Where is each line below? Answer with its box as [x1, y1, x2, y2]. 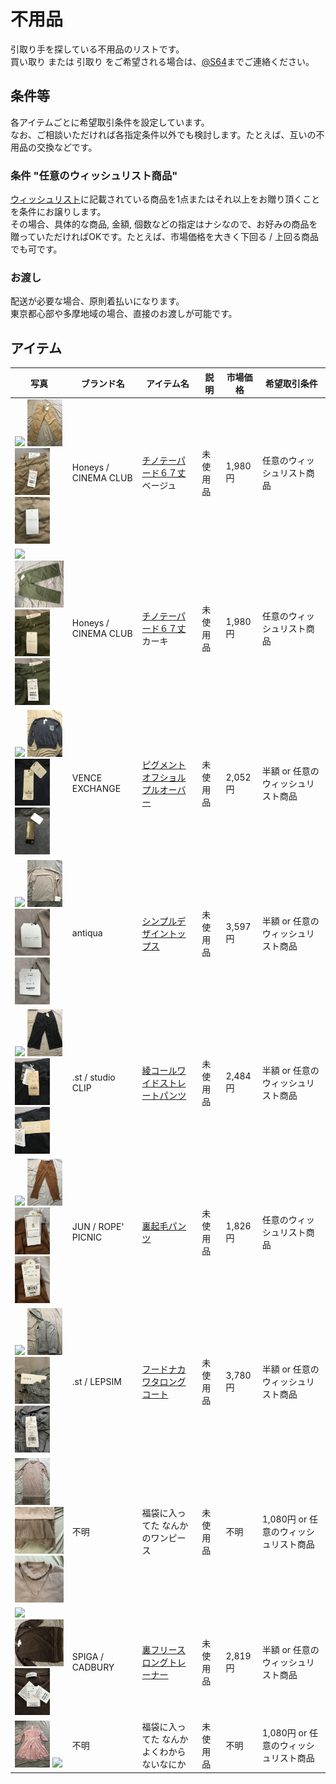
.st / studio [71, 1071, 116, 1083]
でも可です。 [10, 243, 63, 255]
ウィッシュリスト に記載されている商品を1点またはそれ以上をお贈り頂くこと [10, 193, 321, 205]
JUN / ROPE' [71, 1221, 125, 1233]
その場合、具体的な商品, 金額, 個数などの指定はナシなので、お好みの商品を [10, 218, 318, 230]
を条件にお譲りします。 [10, 206, 107, 218]
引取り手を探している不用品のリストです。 [10, 43, 185, 55]
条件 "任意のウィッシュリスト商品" [10, 168, 178, 182]
